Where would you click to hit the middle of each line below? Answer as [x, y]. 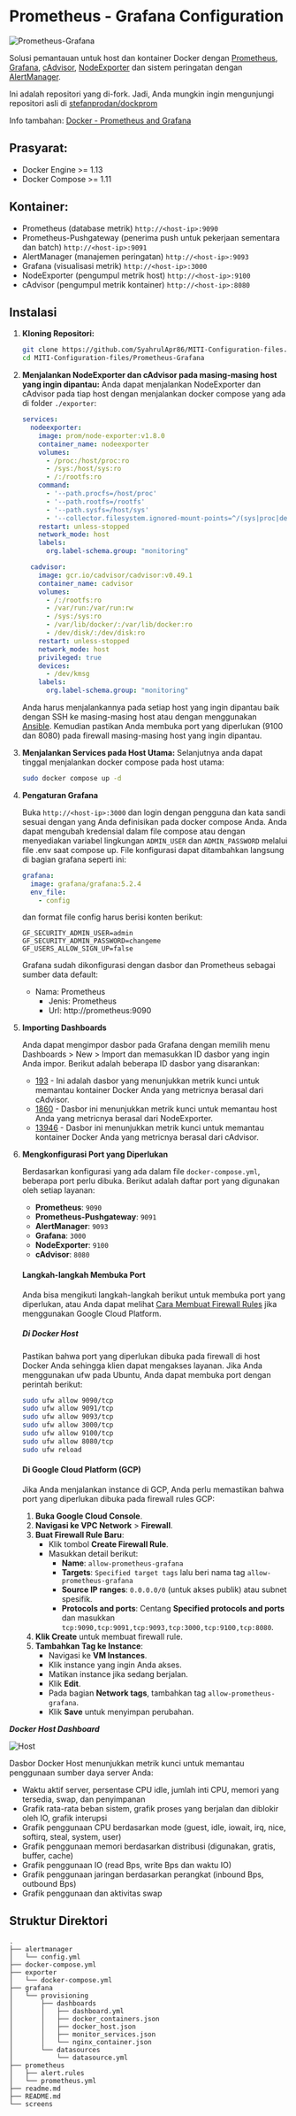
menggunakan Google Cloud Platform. [91, 1313]
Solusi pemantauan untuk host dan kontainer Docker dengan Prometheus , [144, 58]
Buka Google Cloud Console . [89, 1516]
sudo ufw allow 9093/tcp [68, 1417]
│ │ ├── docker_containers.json [85, 2019]
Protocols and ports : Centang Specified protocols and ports [173, 1608]
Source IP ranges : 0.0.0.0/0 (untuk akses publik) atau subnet [174, 1589]
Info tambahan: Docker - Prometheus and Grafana [100, 120]
